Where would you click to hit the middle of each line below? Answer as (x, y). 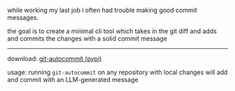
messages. (23, 17)
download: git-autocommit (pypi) (55, 58)
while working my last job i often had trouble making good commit (102, 10)
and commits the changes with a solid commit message (87, 38)
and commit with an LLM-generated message (73, 79)
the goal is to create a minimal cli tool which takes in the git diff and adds (112, 31)
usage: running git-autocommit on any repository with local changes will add (117, 72)
